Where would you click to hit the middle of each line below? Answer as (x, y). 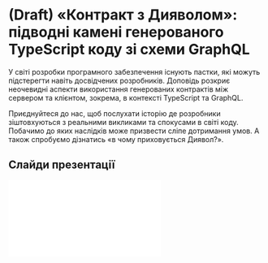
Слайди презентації (62, 165)
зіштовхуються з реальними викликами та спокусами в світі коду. (124, 122)
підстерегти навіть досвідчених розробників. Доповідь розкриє (119, 80)
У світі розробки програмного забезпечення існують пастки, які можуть (134, 71)
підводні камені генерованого (116, 32)
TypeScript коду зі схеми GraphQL (129, 50)
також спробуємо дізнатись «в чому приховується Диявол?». (116, 139)
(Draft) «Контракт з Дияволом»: (123, 15)
